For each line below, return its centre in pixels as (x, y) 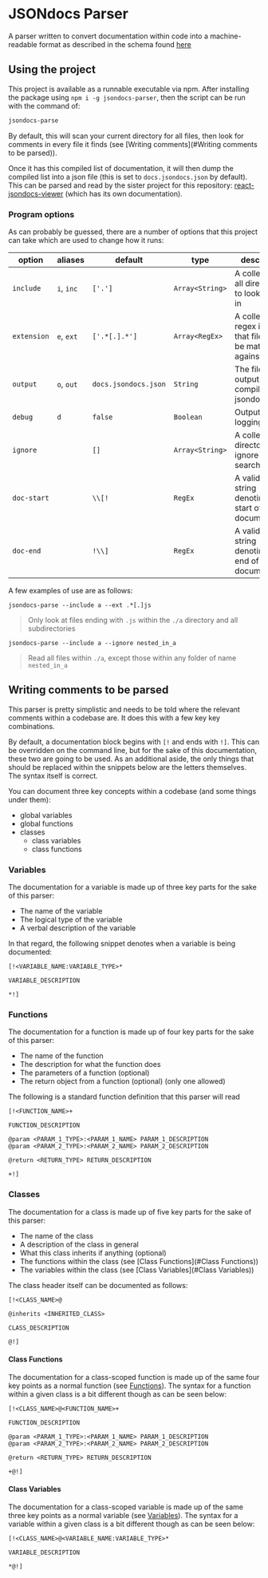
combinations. (32, 726)
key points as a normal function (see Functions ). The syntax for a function (130, 1386)
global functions (46, 823)
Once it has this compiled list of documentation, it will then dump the (121, 168)
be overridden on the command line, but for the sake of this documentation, (133, 750)
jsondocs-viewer (36, 193)
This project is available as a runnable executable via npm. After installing (129, 89)
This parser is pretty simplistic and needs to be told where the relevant (124, 709)
